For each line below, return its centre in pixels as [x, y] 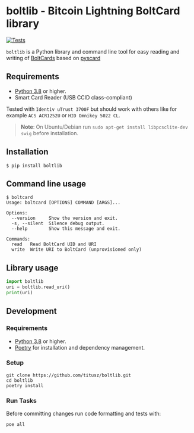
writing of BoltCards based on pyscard [53, 58]
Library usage [32, 268]
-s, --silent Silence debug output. [58, 224]
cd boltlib [20, 380]
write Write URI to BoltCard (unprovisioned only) [77, 250]
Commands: [18, 239]
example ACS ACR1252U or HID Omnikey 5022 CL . [63, 115]
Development [32, 311]
